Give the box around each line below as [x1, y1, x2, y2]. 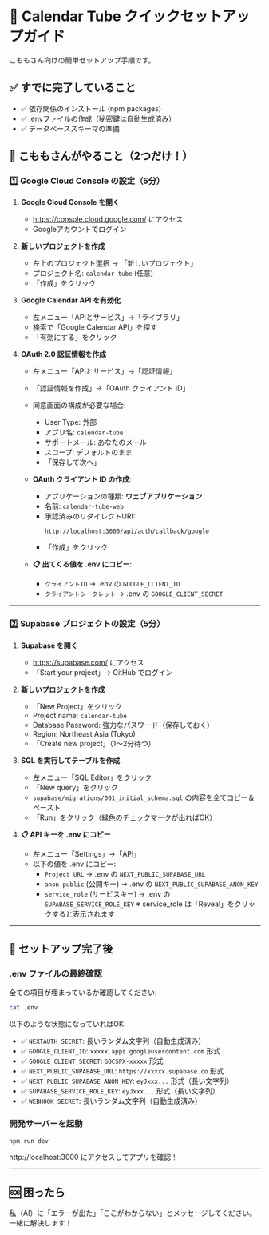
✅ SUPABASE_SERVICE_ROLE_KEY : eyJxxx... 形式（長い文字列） [20, 1086, 220, 1096]
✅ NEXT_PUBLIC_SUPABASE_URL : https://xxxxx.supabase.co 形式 [20, 1066, 224, 1076]
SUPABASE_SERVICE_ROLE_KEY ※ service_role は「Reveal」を [44, 899, 235, 909]
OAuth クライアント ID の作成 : [32, 474, 132, 484]
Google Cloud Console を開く [20, 198, 120, 207]
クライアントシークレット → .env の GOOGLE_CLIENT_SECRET [44, 589, 224, 598]
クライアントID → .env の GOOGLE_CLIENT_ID [44, 579, 180, 589]
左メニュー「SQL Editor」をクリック [32, 773, 152, 782]
